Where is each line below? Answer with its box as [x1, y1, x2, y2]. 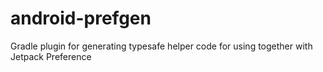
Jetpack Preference [10, 50, 92, 62]
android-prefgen [10, 7, 152, 30]
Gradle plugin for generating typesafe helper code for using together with [10, 40, 313, 52]
